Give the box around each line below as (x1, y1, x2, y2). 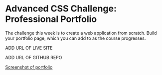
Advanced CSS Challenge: (5, 3, 117, 14)
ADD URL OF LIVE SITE (5, 45, 53, 51)
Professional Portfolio (5, 13, 97, 25)
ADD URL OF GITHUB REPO (5, 54, 62, 60)
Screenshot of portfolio (5, 64, 53, 70)
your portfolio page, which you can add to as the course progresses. (5, 35, 146, 41)
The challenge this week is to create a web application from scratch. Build (5, 30, 157, 36)
